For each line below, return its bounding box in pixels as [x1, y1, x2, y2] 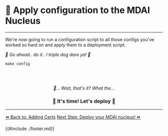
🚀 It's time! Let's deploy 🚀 [52, 97, 116, 104]
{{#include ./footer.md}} [5, 125, 55, 132]
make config [5, 61, 30, 66]
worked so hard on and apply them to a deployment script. [5, 42, 126, 48]
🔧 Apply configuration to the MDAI [5, 5, 150, 16]
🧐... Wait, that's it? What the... [53, 85, 115, 91]
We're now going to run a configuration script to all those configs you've [5, 36, 154, 42]
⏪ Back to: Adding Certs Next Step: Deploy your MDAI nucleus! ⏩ [5, 114, 141, 120]
